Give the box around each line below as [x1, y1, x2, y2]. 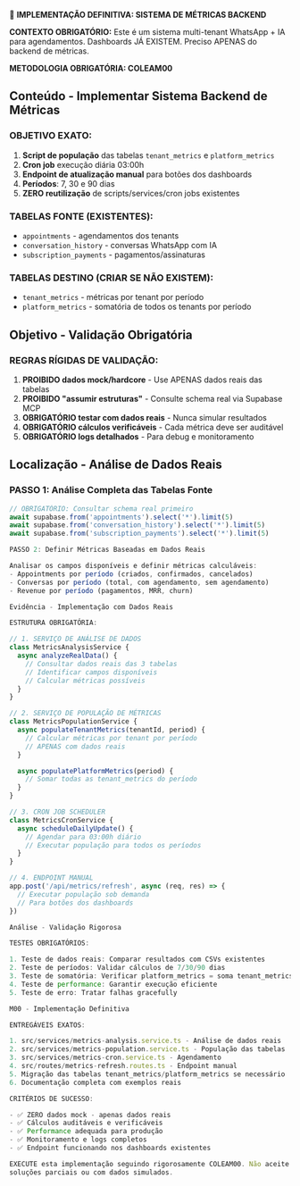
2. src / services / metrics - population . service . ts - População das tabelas [9, 1045, 286, 1054]
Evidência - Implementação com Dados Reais [9, 602, 174, 612]
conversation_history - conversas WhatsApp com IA [21, 239, 217, 250]
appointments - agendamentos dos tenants [21, 230, 179, 241]
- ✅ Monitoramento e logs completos [9, 1135, 147, 1144]
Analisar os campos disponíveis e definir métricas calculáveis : [9, 562, 257, 571]
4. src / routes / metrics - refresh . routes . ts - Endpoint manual [9, 1062, 238, 1071]
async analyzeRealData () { [17, 651, 118, 661]
